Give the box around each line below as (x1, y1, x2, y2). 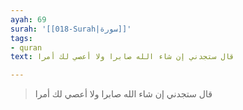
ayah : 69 (10, 14, 47, 25)
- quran (10, 42, 43, 53)
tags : (10, 33, 33, 43)
